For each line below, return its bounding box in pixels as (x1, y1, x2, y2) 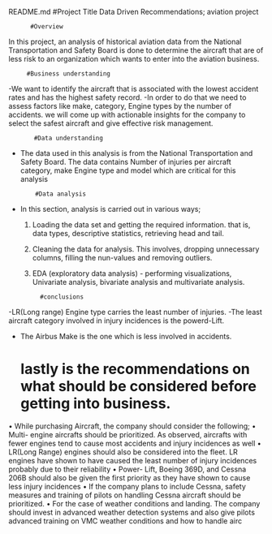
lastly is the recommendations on (19, 360, 250, 378)
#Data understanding (33, 134, 104, 142)
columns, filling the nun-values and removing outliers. (32, 253, 213, 262)
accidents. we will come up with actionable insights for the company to (8, 110, 246, 119)
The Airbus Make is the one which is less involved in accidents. (19, 332, 232, 341)
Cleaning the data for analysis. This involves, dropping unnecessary (32, 244, 260, 254)
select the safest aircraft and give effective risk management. (8, 118, 214, 128)
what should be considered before (19, 377, 257, 396)
